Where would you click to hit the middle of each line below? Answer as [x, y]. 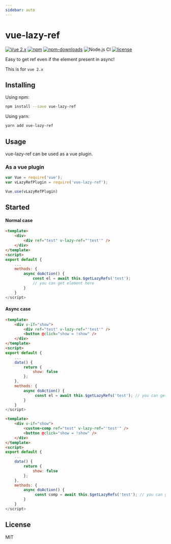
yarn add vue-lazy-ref [29, 126]
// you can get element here [63, 283]
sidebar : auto [20, 10]
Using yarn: [17, 116]
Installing [20, 85]
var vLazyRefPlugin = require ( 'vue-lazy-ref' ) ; [57, 182]
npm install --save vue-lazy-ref [41, 107]
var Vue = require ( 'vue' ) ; [34, 178]
